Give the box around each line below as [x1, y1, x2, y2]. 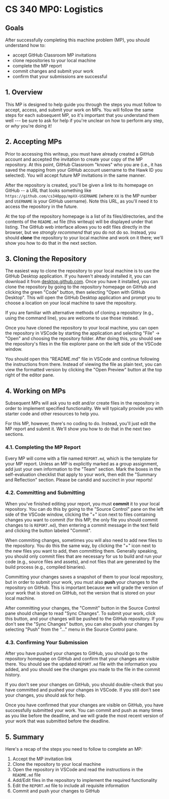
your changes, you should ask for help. [5, 692, 87, 698]
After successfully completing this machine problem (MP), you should [5, 37, 150, 43]
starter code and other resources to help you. [5, 411, 100, 417]
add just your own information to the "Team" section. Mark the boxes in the [5, 466, 161, 472]
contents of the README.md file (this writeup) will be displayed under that [5, 218, 153, 225]
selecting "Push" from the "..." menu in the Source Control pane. [5, 626, 138, 632]
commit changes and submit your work [12, 68, 94, 74]
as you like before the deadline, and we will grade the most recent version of [5, 713, 164, 719]
